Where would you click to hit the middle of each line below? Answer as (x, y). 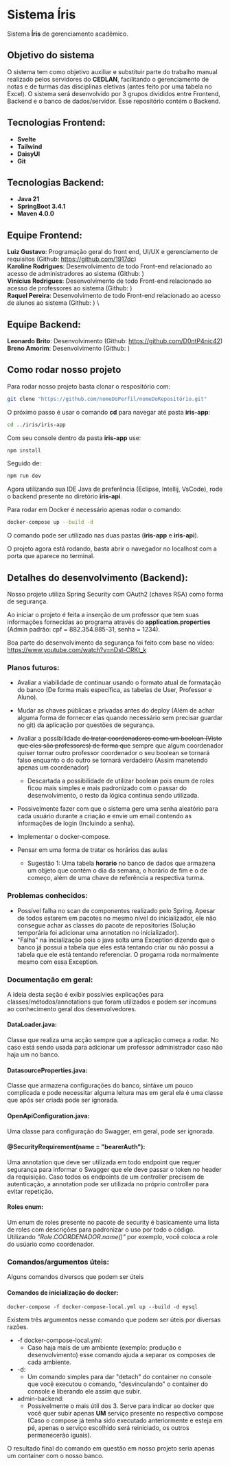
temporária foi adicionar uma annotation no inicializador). (98, 932)
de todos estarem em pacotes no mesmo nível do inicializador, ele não (117, 918)
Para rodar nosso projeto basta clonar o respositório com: (89, 386)
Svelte (26, 139)
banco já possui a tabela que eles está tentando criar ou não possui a (115, 947)
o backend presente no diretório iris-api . (65, 496)
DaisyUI (28, 154)
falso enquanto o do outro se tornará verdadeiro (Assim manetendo (112, 760)
